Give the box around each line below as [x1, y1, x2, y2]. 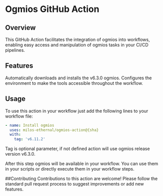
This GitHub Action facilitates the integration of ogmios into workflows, [5, 36, 150, 42]
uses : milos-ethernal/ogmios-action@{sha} [9, 127, 99, 133]
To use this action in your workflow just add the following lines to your [5, 108, 149, 114]
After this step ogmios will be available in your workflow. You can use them [5, 161, 159, 167]
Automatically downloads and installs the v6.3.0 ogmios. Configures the [5, 75, 152, 81]
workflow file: [5, 113, 33, 119]
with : [9, 132, 21, 137]
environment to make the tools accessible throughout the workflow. [5, 80, 143, 86]
